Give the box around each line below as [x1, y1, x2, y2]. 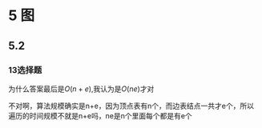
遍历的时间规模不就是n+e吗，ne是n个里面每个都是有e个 [8, 110, 192, 120]
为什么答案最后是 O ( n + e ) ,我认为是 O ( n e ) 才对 [8, 84, 155, 94]
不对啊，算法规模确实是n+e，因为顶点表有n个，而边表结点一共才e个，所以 [8, 101, 255, 110]
